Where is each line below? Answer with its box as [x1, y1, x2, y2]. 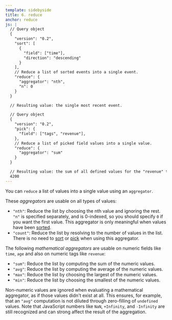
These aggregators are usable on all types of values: [5, 198, 117, 204]
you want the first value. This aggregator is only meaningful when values [12, 219, 166, 225]
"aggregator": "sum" [18, 150, 63, 156]
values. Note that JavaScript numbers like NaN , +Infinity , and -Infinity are [5, 303, 165, 309]
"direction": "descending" [24, 55, 81, 61]
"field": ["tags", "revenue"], [18, 131, 86, 136]
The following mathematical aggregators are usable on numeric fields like [5, 245, 161, 251]
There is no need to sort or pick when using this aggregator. [12, 235, 140, 241]
